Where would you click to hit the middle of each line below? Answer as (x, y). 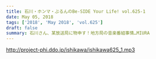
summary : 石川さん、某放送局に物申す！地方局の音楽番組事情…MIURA (78, 33)
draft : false (22, 28)
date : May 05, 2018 (30, 17)
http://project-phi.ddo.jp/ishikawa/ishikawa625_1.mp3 (71, 50)
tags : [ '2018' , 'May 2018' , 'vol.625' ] (55, 22)
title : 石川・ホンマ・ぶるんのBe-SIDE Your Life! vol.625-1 (76, 11)
